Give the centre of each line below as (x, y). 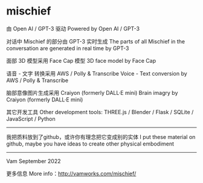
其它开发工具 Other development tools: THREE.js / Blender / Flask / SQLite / (100, 112)
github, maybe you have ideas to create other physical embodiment (90, 144)
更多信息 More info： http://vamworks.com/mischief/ (71, 173)
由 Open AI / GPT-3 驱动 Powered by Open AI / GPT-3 (73, 28)
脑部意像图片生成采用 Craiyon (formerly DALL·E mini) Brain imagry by (92, 92)
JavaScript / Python (31, 118)
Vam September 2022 (34, 161)
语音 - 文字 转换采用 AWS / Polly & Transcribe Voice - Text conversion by (97, 73)
